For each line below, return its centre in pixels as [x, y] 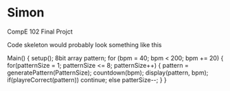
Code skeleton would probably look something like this [84, 44]
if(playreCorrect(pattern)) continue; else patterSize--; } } [87, 79]
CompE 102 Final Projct [40, 31]
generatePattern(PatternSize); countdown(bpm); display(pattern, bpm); [108, 73]
